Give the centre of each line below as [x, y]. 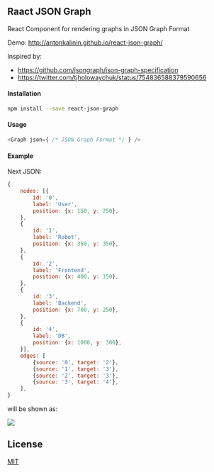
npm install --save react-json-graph [63, 109]
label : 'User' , [55, 204]
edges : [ [33, 356]
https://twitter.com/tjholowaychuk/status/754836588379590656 [112, 77]
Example [21, 156]
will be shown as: [33, 409]
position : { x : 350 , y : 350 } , [76, 244]
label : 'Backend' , [60, 303]
